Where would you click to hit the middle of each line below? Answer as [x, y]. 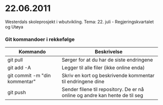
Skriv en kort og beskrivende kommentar [108, 76]
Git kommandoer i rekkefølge [40, 39]
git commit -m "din [29, 76]
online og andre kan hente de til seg [103, 95]
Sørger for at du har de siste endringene [107, 60]
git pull [15, 60]
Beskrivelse [109, 52]
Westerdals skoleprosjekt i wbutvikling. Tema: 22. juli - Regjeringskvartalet [79, 22]
